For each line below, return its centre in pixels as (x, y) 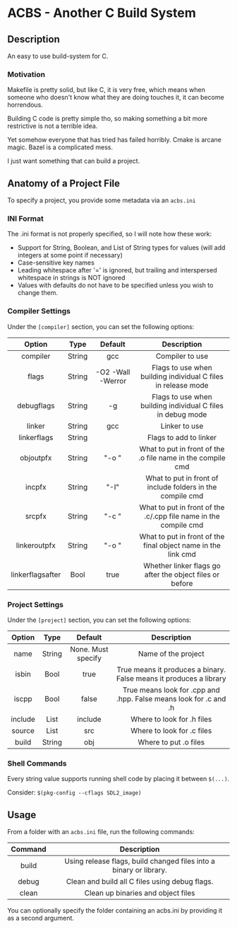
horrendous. (25, 105)
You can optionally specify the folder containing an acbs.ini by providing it (115, 911)
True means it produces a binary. (171, 670)
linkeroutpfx (36, 545)
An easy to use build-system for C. (58, 56)
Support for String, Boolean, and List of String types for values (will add (121, 248)
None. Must (89, 649)
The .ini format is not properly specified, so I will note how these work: (110, 234)
